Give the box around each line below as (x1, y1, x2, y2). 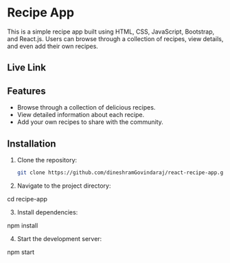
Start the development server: (16, 234, 102, 242)
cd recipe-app (7, 195, 48, 203)
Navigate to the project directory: (16, 181, 111, 190)
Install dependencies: (16, 208, 78, 216)
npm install (7, 221, 38, 229)
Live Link (7, 62, 47, 73)
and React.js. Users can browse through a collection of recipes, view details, (7, 34, 224, 42)
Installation (7, 138, 56, 149)
